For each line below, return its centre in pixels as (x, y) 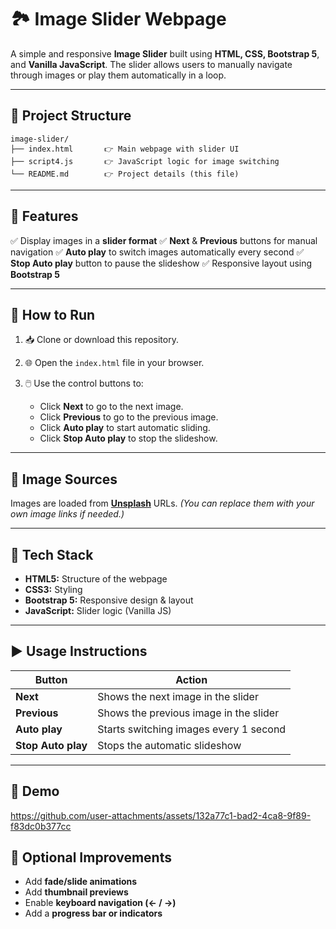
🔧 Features (44, 216)
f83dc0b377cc (41, 826)
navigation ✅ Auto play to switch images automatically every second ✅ (157, 252)
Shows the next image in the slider (178, 696)
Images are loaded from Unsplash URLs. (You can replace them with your (162, 503)
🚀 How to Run (53, 314)
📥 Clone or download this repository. (101, 340)
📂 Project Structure (71, 116)
